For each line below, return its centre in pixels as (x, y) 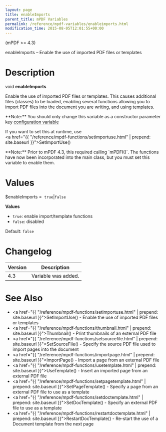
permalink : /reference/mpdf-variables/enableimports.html (67, 24)
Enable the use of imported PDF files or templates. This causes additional (81, 96)
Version (17, 267)
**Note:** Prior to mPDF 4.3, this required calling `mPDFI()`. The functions (82, 152)
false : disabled (28, 222)
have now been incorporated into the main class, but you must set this (77, 157)
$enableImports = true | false (35, 197)
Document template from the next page (53, 423)
